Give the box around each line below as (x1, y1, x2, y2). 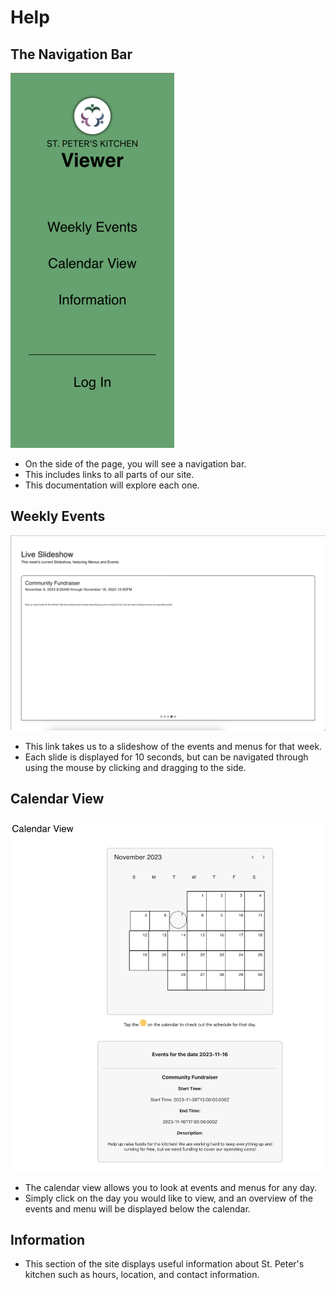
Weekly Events (10, 508, 106, 525)
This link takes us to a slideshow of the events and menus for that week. (24, 740, 323, 752)
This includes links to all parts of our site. (24, 469, 195, 480)
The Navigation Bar (10, 46, 133, 63)
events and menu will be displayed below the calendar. (24, 1202, 251, 1215)
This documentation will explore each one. (24, 479, 200, 491)
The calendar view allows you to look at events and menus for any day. (24, 1181, 318, 1193)
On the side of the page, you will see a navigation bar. (24, 458, 247, 470)
